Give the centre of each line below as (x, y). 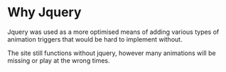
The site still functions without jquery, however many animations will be (112, 53)
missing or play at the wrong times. (59, 60)
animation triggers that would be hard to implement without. (95, 39)
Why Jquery (44, 12)
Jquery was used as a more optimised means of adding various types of (113, 32)
